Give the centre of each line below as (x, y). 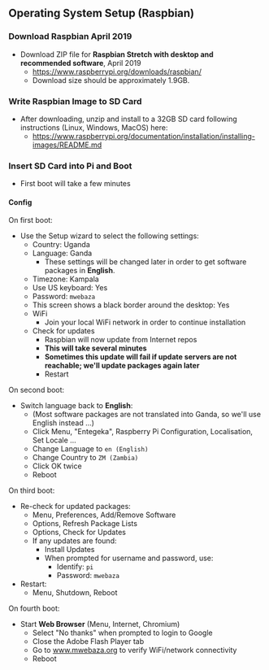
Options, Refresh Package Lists (85, 524)
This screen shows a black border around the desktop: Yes (131, 305)
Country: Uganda (61, 245)
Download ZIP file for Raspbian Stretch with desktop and (117, 54)
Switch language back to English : (76, 406)
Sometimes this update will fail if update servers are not (141, 357)
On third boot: (32, 490)
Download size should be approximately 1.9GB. (111, 80)
